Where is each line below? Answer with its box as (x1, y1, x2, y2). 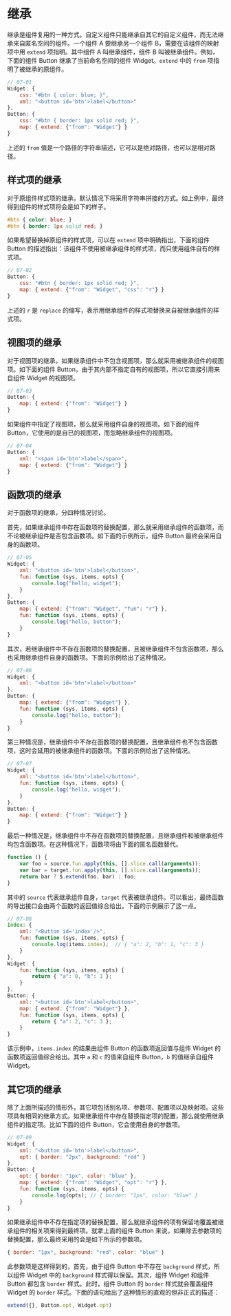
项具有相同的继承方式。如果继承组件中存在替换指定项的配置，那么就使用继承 (7, 1112, 224, 1120)
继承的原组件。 (25, 65, 67, 73)
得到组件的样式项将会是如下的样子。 (7, 202, 110, 210)
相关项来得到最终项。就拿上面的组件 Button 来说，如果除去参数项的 (30, 1226, 222, 1235)
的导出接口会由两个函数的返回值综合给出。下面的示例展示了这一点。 (7, 901, 200, 910)
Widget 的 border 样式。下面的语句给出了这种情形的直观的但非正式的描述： (7, 1288, 220, 1297)
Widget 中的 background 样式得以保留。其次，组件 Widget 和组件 (26, 1271, 210, 1279)
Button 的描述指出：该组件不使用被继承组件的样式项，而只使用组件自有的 (7, 244, 214, 253)
